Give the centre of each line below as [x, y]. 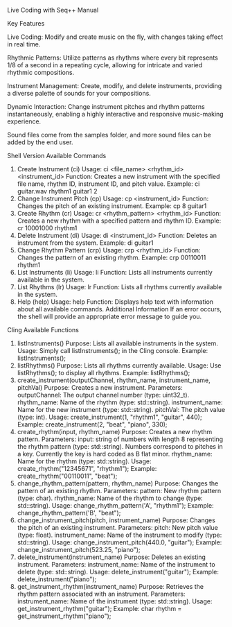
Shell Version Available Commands [57, 156]
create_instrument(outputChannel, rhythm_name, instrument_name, [114, 380]
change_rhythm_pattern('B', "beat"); [69, 513]
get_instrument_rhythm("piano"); [64, 616]
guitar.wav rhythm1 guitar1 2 [57, 191]
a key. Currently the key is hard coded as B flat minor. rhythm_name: [115, 454]
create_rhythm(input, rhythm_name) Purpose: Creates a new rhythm [115, 432]
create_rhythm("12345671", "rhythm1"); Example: [87, 469]
